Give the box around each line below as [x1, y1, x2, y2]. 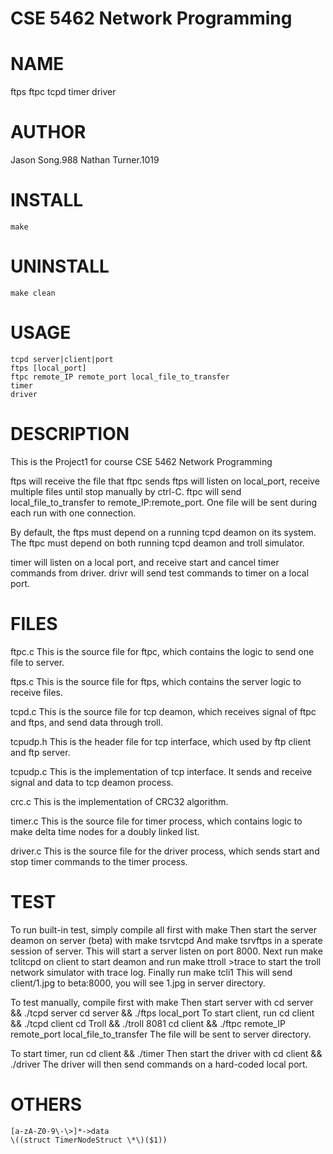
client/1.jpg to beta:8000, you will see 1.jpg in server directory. [10, 977, 266, 989]
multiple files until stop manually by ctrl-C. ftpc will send [10, 485, 242, 497]
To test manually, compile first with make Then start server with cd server [10, 996, 314, 1008]
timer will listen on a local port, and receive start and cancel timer [10, 556, 280, 568]
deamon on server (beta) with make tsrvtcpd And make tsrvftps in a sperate [10, 934, 323, 946]
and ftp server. [10, 746, 71, 758]
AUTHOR [10, 121, 87, 144]
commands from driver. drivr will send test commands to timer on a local [10, 567, 310, 579]
